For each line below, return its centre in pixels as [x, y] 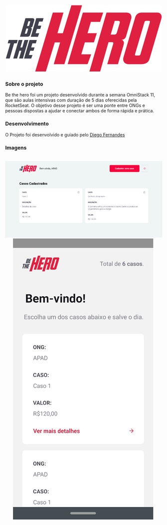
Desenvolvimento [27, 124]
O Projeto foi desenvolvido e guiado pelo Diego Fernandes [65, 134]
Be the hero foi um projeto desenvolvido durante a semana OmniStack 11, [80, 95]
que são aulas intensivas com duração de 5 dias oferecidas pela [71, 100]
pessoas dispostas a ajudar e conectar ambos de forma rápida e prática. [80, 111]
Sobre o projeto [24, 84]
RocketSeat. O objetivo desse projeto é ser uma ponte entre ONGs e [75, 105]
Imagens [16, 147]
